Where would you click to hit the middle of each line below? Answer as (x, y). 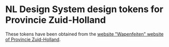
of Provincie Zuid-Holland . (33, 39)
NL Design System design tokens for (84, 9)
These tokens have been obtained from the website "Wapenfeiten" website (84, 34)
